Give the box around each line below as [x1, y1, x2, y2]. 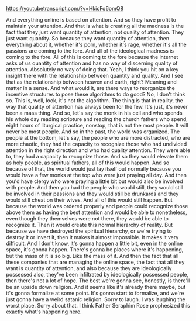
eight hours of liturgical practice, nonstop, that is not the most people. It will [6, 122, 188, 129]
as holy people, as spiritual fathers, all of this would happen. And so [6, 159, 170, 166]
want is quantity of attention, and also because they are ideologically [6, 265, 172, 271]
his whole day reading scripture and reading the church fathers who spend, [6, 116, 188, 122]
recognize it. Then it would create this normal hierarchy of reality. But [6, 222, 173, 228]
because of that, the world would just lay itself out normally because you [6, 165, 181, 172]
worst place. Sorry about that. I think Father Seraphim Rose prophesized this [6, 302, 190, 309]
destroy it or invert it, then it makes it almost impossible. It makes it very [6, 234, 179, 240]
